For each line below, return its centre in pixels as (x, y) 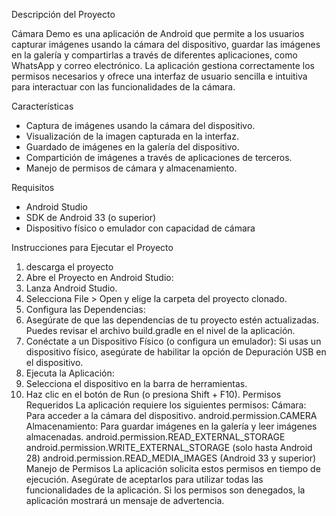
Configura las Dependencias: (85, 309)
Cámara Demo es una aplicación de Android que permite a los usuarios (158, 33)
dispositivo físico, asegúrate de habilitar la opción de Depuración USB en (176, 352)
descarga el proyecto (69, 267)
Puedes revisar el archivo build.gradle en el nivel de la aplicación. (160, 330)
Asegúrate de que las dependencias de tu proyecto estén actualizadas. (172, 320)
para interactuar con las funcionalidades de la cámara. (123, 87)
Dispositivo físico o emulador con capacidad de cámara (140, 228)
